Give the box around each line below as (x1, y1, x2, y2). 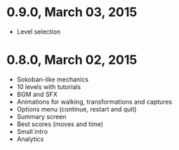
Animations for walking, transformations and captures (16, 97, 173, 106)
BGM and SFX (16, 90, 58, 98)
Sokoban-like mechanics (16, 75, 89, 83)
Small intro (16, 127, 48, 135)
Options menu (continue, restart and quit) (16, 104, 137, 113)
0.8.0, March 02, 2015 (6, 52, 138, 68)
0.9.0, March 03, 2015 (6, 4, 138, 20)
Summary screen (16, 112, 67, 121)
